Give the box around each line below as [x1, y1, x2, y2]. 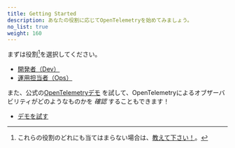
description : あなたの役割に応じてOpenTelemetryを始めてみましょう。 [7, 17, 193, 24]
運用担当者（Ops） [17, 73, 73, 82]
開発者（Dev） [17, 64, 60, 73]
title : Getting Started [7, 10, 77, 17]
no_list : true [7, 23, 49, 30]
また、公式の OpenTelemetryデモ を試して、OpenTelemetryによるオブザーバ [7, 88, 225, 96]
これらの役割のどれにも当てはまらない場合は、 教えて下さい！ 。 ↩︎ [17, 133, 208, 142]
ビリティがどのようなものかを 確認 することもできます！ [7, 97, 170, 105]
